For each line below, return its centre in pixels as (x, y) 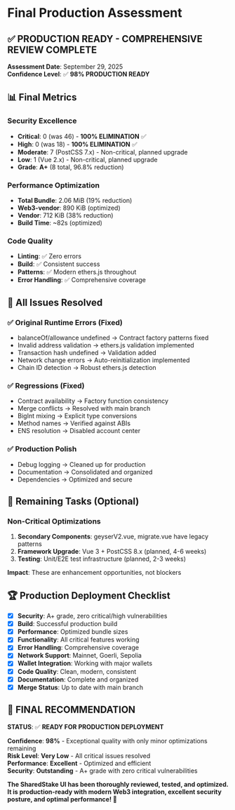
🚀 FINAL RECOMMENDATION (71, 710)
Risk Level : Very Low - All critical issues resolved (79, 755)
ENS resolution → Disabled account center (79, 431)
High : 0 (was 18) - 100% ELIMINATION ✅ (78, 144)
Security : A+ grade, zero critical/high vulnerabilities (92, 616)
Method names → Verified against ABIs (74, 423)
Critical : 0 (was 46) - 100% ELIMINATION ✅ (82, 136)
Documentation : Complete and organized (78, 679)
